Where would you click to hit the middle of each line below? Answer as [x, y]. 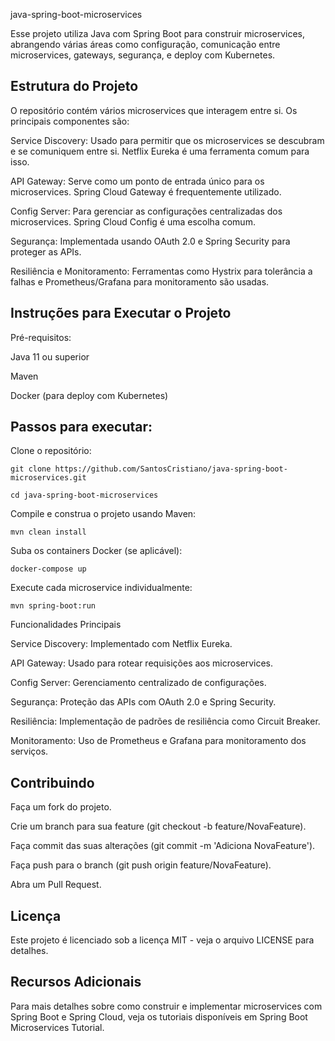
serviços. [29, 751]
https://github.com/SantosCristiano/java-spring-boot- [171, 469]
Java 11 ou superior [50, 356]
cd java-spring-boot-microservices [84, 495]
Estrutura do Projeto [74, 86]
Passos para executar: [81, 427]
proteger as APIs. [46, 251]
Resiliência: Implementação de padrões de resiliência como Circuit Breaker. [165, 721]
